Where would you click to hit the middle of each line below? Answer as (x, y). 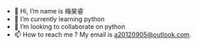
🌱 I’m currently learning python (59, 19)
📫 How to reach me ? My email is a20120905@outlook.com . (103, 34)
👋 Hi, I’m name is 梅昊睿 (49, 11)
